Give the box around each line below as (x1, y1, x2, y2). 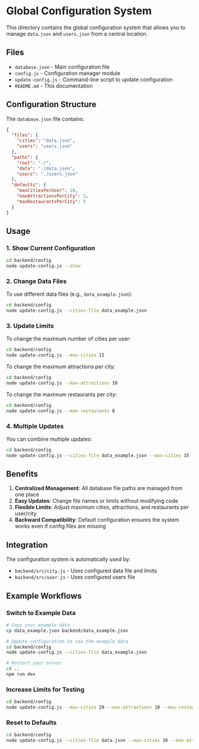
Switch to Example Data (6, 609, 76, 617)
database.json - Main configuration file (14, 63, 110, 70)
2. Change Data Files (6, 277, 67, 285)
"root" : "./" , (17, 159, 52, 166)
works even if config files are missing (14, 522, 107, 530)
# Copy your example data (6, 622, 70, 628)
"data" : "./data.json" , (17, 165, 76, 171)
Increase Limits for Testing (6, 685, 85, 694)
